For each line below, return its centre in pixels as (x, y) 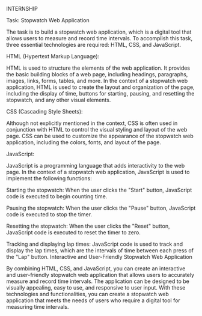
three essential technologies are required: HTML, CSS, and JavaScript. (94, 45)
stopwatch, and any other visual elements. (59, 100)
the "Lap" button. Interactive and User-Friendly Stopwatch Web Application (99, 257)
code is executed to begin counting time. (57, 196)
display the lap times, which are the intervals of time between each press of (100, 251)
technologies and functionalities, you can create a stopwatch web (88, 294)
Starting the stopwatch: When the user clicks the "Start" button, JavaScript (99, 190)
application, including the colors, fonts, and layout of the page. (84, 142)
